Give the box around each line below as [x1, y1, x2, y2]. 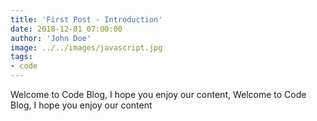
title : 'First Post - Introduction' [10, 14, 163, 25]
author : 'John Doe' [10, 33, 92, 43]
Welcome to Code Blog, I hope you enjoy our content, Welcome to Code [10, 89, 307, 100]
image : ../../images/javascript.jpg [10, 42, 163, 53]
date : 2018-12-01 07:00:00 [10, 24, 123, 34]
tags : [10, 52, 33, 62]
